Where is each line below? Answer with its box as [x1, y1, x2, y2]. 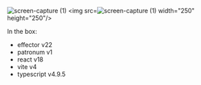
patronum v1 [17, 48, 53, 56]
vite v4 [17, 63, 37, 70]
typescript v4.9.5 [17, 70, 66, 78]
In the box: [7, 28, 38, 35]
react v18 [17, 55, 43, 64]
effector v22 [17, 41, 53, 48]
